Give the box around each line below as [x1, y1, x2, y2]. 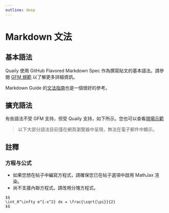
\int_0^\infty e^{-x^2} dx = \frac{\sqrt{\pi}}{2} [5, 200, 116, 205]
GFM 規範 [11, 74, 32, 80]
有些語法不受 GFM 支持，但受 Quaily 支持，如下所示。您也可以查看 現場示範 [5, 115, 164, 122]
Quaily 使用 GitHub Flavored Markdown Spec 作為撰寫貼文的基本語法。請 [5, 67, 160, 74]
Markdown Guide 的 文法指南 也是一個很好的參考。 [5, 85, 110, 91]
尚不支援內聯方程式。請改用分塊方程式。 [12, 185, 98, 191]
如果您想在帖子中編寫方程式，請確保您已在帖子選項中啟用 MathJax [12, 172, 154, 178]
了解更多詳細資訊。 [37, 74, 78, 80]
